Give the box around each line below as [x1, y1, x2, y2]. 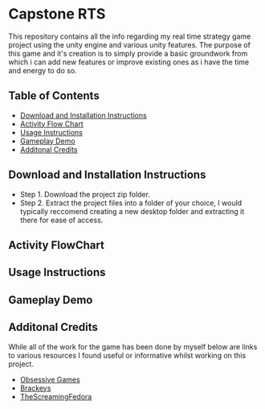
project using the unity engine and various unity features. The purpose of [8, 39, 251, 49]
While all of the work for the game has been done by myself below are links [8, 341, 258, 351]
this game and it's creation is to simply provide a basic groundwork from [8, 48, 248, 58]
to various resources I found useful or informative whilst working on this [8, 350, 247, 360]
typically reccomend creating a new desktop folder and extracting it [19, 206, 245, 216]
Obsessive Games [19, 374, 80, 384]
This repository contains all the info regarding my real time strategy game [8, 31, 251, 41]
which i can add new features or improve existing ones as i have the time [8, 57, 250, 67]
